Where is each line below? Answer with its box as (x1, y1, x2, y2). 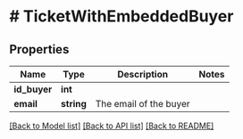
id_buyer (13, 83, 53, 95)
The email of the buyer (95, 98, 190, 110)
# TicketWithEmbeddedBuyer (9, 6, 234, 27)
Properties (9, 42, 70, 57)
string (61, 98, 88, 110)
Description (117, 69, 168, 80)
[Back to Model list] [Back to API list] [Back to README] (9, 120, 214, 131)
